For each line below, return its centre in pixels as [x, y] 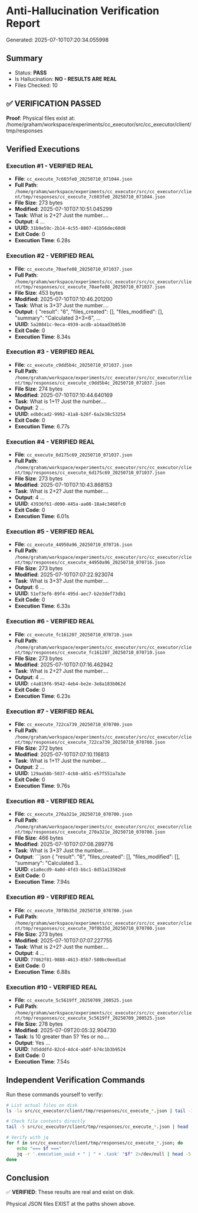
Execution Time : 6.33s [42, 606]
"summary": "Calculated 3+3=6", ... [58, 318]
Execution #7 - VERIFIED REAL [50, 711]
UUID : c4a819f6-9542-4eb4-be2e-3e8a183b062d [70, 683]
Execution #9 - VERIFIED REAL [50, 897]
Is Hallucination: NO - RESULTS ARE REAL [66, 79]
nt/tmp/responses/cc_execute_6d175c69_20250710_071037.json [90, 473]
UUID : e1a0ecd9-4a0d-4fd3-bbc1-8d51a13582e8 [70, 869]
